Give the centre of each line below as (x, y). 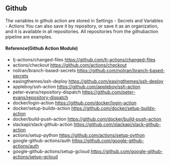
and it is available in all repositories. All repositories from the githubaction (82, 31)
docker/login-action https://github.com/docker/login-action (75, 103)
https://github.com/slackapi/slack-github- (117, 124)
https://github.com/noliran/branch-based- (121, 71)
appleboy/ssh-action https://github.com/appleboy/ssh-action (76, 87)
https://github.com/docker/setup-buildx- (113, 108)
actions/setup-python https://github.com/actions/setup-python (79, 135)
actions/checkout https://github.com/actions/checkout (70, 65)
